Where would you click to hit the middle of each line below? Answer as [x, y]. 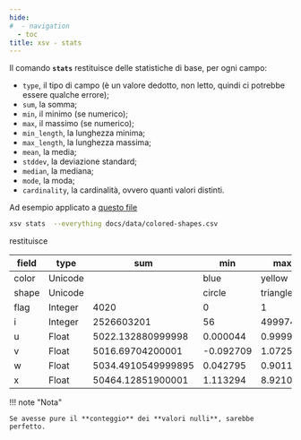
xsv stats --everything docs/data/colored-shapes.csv [114, 224]
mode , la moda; [48, 181]
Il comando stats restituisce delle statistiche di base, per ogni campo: [138, 68]
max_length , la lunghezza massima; [87, 142]
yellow [275, 279]
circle [215, 293]
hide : [19, 17]
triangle [277, 293]
